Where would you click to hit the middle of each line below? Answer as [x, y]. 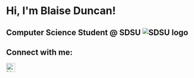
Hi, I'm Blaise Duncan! [61, 11]
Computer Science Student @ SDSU [73, 33]
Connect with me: [40, 52]
